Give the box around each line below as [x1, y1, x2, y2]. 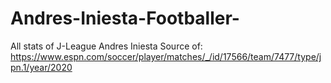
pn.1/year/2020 [10, 61, 73, 73]
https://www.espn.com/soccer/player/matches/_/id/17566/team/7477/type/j [10, 50, 322, 62]
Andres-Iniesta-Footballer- [10, 7, 240, 30]
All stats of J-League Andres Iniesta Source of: [10, 40, 203, 52]
